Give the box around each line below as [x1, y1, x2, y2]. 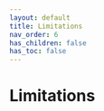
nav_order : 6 [9, 30, 59, 39]
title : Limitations [9, 22, 83, 31]
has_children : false [9, 38, 88, 48]
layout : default [9, 13, 71, 23]
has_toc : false [9, 47, 67, 56]
